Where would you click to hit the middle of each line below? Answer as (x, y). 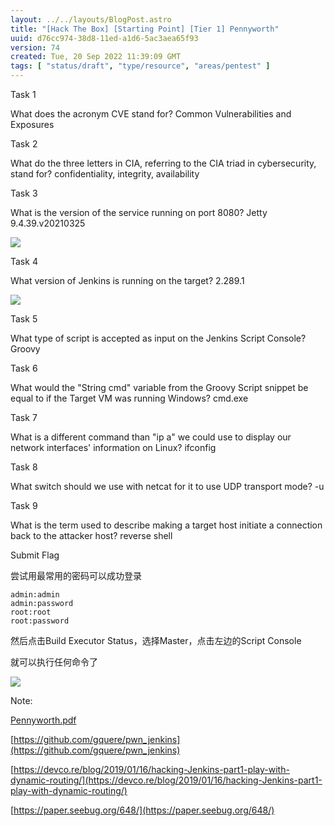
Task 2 (24, 144)
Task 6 (24, 368)
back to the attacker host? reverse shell (91, 535)
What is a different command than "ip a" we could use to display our (151, 437)
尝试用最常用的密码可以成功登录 (76, 575)
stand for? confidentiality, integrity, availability (105, 174)
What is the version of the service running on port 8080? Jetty (139, 212)
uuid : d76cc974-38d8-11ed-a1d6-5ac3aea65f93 (104, 38)
